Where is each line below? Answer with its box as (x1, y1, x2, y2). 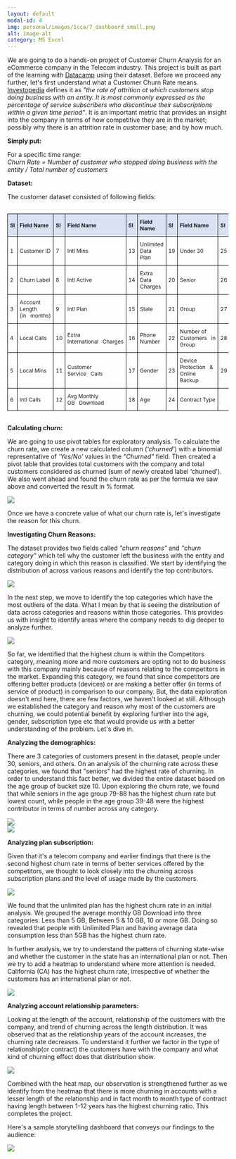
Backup (180, 377, 199, 384)
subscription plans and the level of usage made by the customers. (7, 875, 199, 883)
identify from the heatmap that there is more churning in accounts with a (7, 1087, 217, 1096)
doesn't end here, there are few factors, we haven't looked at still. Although (7, 695, 225, 703)
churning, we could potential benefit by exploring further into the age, (7, 710, 209, 718)
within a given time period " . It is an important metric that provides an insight (7, 108, 227, 117)
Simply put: (7, 137, 42, 145)
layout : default (7, 10, 55, 18)
